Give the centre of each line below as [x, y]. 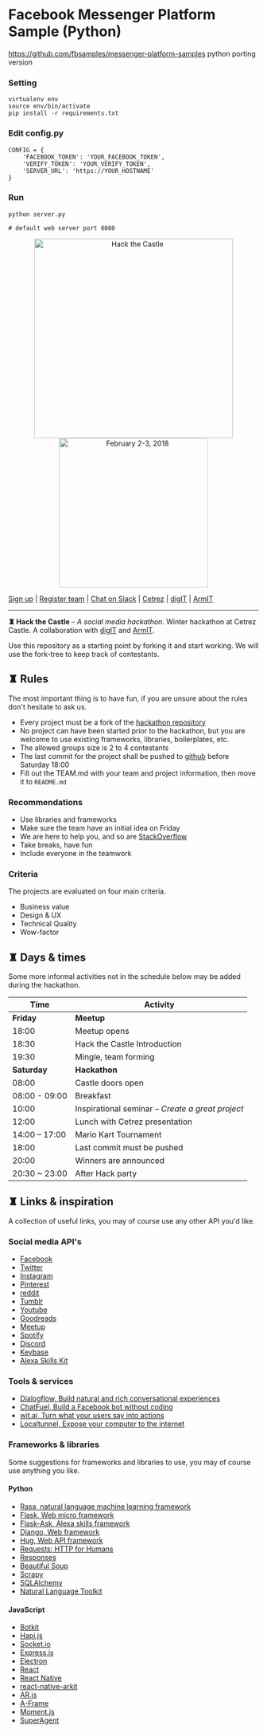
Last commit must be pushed [129, 1148]
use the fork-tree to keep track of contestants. [84, 654]
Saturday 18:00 [44, 764]
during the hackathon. [44, 985]
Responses [38, 1557]
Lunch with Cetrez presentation [134, 1122]
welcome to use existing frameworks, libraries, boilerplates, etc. [124, 739]
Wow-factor [39, 932]
